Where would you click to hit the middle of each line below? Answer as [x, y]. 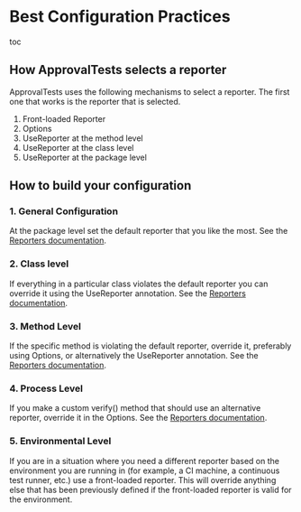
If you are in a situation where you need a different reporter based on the [144, 461]
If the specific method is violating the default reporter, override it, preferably [150, 346]
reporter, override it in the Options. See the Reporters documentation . [138, 418]
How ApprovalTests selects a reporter [118, 70]
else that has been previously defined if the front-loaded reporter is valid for [150, 489]
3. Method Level [45, 326]
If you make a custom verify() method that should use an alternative [135, 408]
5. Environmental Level [60, 442]
